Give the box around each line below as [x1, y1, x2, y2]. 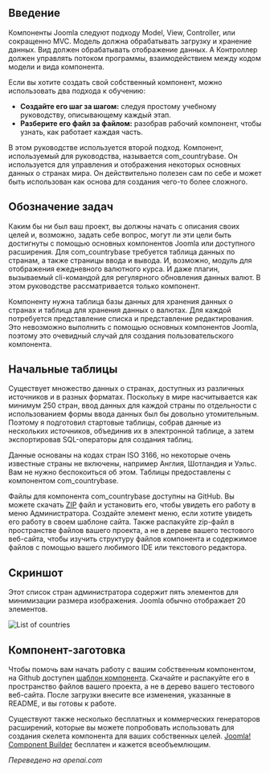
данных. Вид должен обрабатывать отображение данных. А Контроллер [8, 44, 258, 55]
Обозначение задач [8, 200, 114, 214]
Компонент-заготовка [8, 643, 126, 657]
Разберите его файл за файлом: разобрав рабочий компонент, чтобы [19, 118, 262, 128]
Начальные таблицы [8, 363, 118, 376]
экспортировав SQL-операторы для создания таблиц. [8, 435, 194, 445]
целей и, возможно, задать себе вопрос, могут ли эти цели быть [8, 230, 231, 239]
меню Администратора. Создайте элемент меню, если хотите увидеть [8, 509, 253, 519]
